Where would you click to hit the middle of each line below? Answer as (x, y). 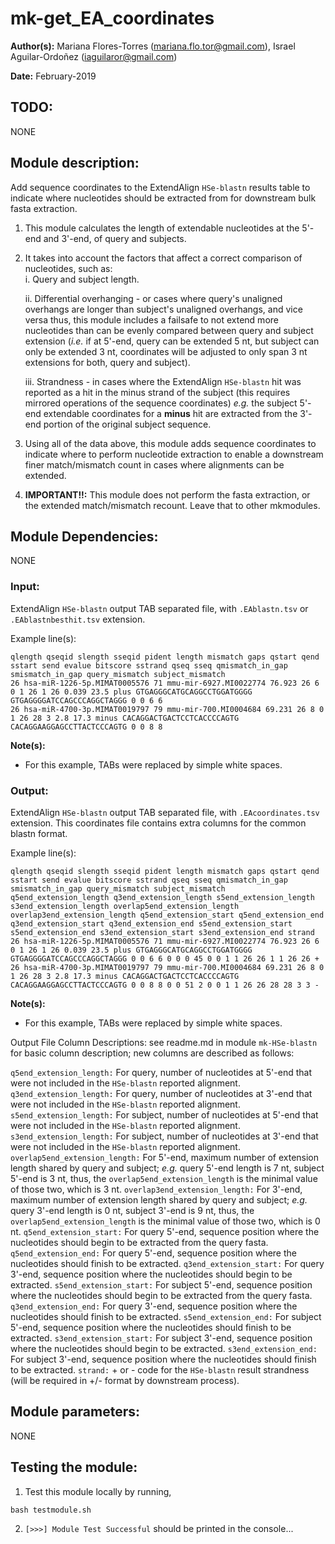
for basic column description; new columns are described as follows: (152, 1053)
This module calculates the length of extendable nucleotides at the (162, 228)
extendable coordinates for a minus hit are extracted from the (170, 413)
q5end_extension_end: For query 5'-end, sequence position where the (153, 1253)
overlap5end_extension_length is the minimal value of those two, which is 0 (165, 1221)
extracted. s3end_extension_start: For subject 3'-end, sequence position (161, 1338)
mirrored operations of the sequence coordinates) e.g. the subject (161, 403)
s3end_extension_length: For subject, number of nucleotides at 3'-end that (164, 1136)
